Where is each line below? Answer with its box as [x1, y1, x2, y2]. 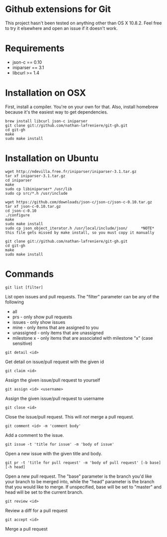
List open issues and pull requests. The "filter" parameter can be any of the [5, 293, 160, 299]
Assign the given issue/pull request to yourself [5, 377, 100, 383]
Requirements [5, 43, 65, 54]
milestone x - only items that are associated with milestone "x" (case [12, 335, 153, 341]
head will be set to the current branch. [5, 489, 83, 495]
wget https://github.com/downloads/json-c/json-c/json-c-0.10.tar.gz [5, 199, 153, 205]
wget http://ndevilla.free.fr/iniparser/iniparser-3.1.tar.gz [5, 169, 137, 174]
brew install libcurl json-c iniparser [5, 119, 88, 124]
